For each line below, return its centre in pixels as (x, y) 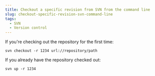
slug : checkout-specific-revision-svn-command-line (59, 14)
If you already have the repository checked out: (53, 60)
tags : (11, 19)
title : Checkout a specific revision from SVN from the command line (78, 10)
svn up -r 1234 (21, 69)
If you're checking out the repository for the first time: (59, 42)
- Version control (28, 28)
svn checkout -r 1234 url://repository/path (51, 51)
